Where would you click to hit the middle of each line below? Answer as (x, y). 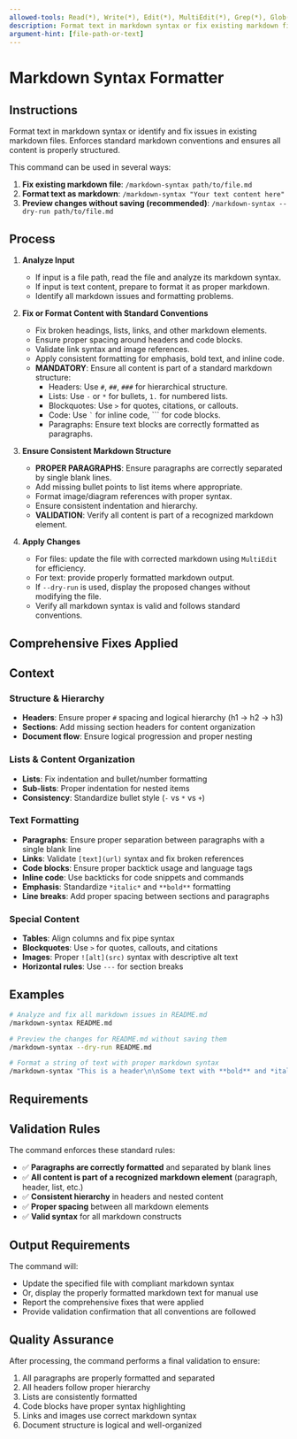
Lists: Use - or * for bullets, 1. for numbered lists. (138, 396)
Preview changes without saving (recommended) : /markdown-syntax (148, 204)
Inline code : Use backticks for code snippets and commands (133, 877)
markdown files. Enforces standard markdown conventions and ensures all (145, 141)
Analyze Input (48, 260)
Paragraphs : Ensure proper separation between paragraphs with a (143, 839)
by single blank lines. (73, 478)
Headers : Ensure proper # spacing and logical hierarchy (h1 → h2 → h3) (152, 718)
